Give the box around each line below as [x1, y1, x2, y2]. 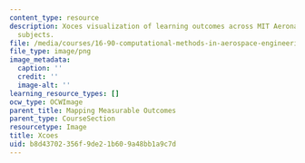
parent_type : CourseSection [9, 114, 116, 123]
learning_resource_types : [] [9, 89, 120, 98]
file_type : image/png [9, 47, 92, 56]
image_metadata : [9, 55, 71, 64]
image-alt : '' [17, 81, 71, 90]
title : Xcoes [9, 131, 59, 140]
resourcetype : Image [9, 123, 88, 132]
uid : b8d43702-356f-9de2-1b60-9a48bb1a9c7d [9, 139, 177, 149]
